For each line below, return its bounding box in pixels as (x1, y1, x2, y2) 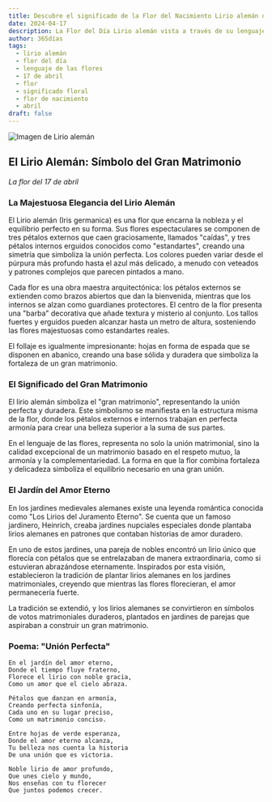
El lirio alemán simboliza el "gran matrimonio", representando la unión (8, 397, 240, 407)
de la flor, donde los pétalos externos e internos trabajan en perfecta (8, 414, 238, 424)
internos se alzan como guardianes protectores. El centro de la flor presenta (8, 300, 262, 310)
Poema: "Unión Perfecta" (8, 640, 111, 651)
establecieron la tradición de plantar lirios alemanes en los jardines (8, 570, 231, 579)
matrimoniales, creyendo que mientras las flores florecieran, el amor (8, 579, 236, 588)
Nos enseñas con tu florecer (8, 779, 107, 787)
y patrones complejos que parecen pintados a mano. (8, 267, 185, 277)
